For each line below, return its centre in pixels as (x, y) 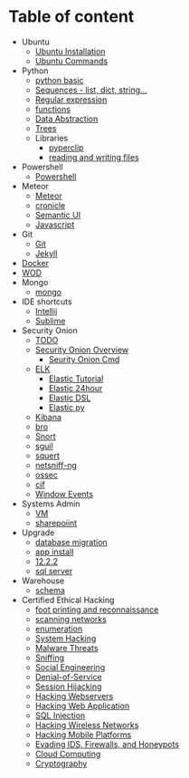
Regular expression (71, 99)
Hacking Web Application (82, 706)
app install (54, 552)
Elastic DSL (70, 398)
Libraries (52, 138)
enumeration (59, 629)
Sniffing (50, 658)
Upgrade (38, 533)
